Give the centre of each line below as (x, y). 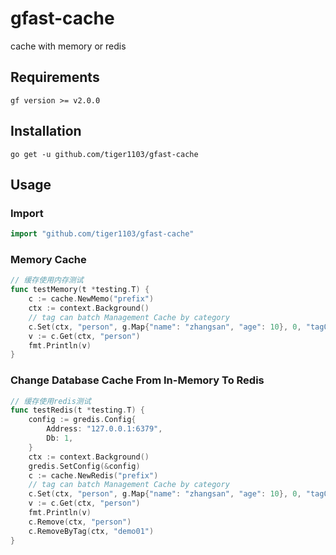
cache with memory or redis (68, 46)
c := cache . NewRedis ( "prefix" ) (93, 475)
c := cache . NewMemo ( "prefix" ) (91, 299)
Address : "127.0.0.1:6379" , (104, 429)
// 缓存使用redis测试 (51, 401)
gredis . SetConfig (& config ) (84, 466)
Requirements (55, 77)
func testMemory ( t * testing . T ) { (80, 290)
